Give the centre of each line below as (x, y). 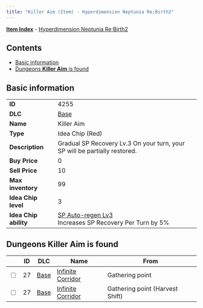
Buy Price (24, 161)
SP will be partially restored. (97, 151)
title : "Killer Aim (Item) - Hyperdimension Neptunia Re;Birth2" (90, 12)
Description (27, 147)
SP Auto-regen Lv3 (85, 215)
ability (19, 223)
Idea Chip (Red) (80, 133)
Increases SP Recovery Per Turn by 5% (114, 223)
